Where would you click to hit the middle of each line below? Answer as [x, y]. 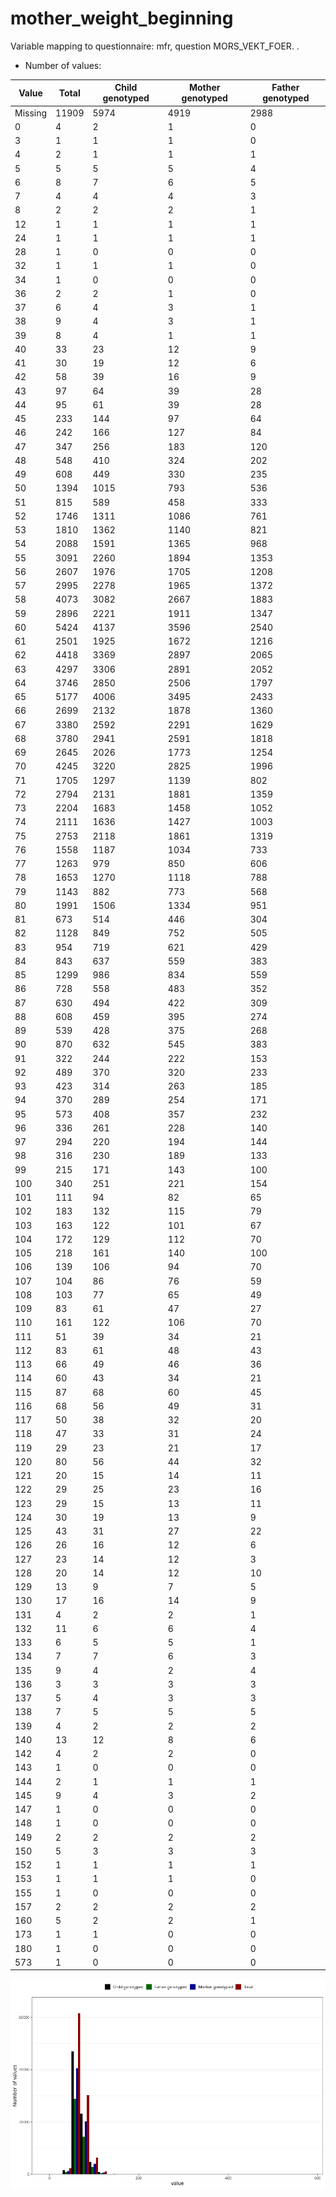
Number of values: [63, 65]
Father [285, 88]
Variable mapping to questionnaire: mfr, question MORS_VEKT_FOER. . [155, 46]
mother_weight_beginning [122, 18]
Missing [31, 113]
